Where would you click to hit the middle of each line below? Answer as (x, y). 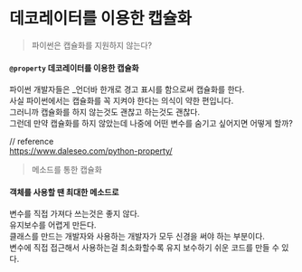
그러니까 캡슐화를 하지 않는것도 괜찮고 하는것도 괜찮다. (105, 112)
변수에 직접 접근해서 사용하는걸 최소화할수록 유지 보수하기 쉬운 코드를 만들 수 (145, 248)
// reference (32, 142)
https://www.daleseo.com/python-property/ (91, 151)
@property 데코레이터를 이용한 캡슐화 (74, 68)
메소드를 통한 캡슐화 (66, 170)
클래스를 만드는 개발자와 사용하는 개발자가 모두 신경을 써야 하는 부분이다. (137, 237)
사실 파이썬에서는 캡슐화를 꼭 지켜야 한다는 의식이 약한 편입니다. (122, 101)
